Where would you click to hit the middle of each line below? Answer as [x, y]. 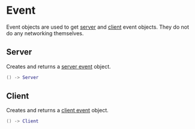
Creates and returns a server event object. [58, 66]
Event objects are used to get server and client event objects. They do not [97, 27]
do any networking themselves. [45, 33]
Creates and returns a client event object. [58, 110]
